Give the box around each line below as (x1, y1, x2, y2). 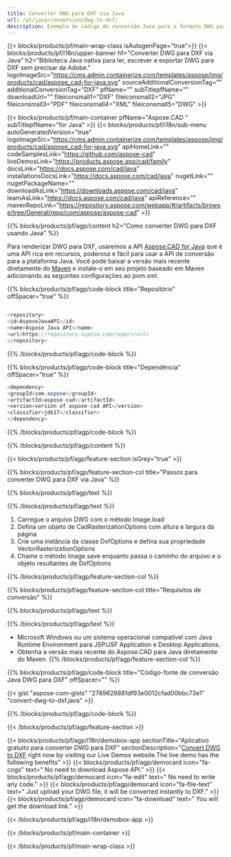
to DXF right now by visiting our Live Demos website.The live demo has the (7, 751, 219, 759)
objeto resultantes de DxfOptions (16, 559, 111, 567)
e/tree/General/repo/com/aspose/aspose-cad (7, 208, 137, 217)
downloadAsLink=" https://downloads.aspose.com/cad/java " (7, 186, 179, 195)
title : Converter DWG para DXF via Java (7, 10, 125, 17)
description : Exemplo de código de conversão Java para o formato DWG (7, 23, 214, 30)
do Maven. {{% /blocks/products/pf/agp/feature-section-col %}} (16, 655, 201, 663)
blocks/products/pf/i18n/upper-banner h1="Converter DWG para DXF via (7, 49, 213, 57)
